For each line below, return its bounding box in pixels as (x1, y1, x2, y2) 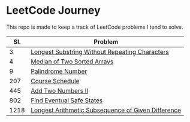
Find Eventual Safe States (31, 96, 103, 105)
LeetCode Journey (6, 4, 101, 17)
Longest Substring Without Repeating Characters (31, 47, 169, 56)
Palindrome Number (31, 67, 88, 75)
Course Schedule (31, 77, 80, 85)
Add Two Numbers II (31, 86, 89, 94)
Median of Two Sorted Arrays (31, 57, 114, 66)
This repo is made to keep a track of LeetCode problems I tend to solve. (6, 23, 184, 30)
